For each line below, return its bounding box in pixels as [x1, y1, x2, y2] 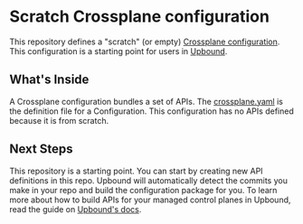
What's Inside [9, 72, 90, 88]
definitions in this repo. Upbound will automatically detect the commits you [9, 174, 288, 186]
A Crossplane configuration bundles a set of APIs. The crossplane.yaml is [9, 96, 283, 107]
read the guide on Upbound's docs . [9, 203, 142, 214]
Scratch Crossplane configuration [9, 6, 270, 27]
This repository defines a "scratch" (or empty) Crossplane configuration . [9, 36, 280, 47]
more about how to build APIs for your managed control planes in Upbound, [9, 194, 291, 205]
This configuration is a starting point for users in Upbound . [9, 45, 228, 56]
